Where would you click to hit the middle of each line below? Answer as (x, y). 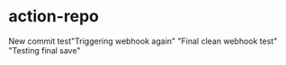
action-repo (54, 16)
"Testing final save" (45, 50)
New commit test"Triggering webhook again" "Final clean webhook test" (143, 41)
